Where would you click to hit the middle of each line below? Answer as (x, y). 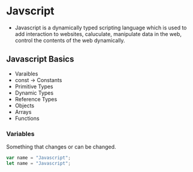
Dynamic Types (34, 93)
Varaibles (26, 74)
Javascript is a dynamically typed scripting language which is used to (101, 28)
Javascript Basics (40, 59)
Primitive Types (34, 86)
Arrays (23, 111)
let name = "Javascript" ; (38, 163)
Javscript (31, 11)
